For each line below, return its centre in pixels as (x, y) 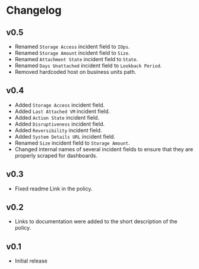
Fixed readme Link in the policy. (54, 189)
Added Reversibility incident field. (58, 130)
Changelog (34, 10)
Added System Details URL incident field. (65, 136)
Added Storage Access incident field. (60, 105)
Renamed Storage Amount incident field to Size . (72, 53)
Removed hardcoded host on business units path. (75, 72)
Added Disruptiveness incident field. (60, 124)
